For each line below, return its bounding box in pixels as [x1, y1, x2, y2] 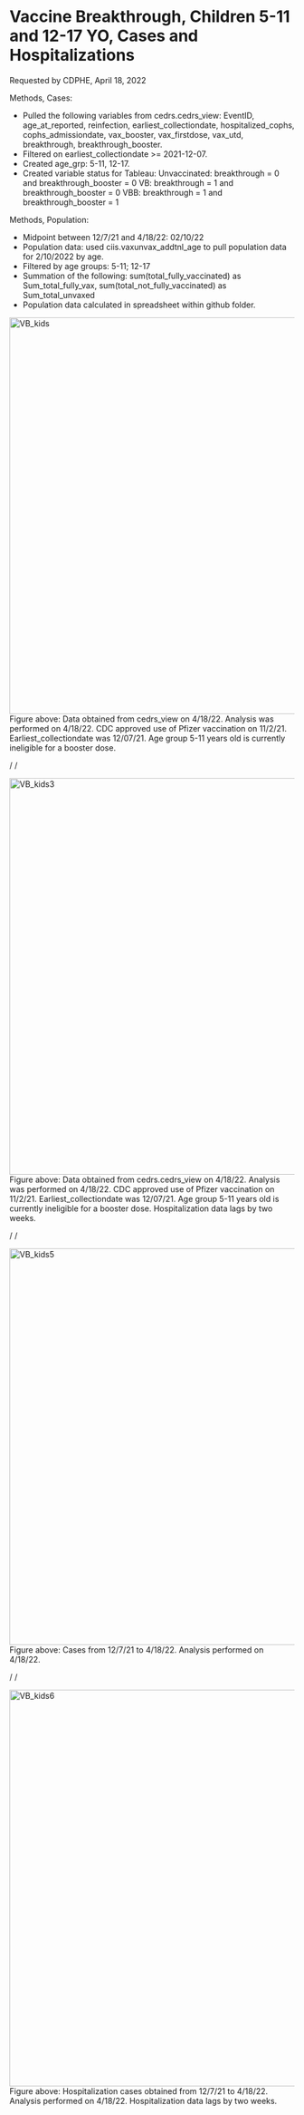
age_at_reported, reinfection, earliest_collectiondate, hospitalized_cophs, [22, 120, 295, 131]
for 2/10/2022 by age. [22, 251, 104, 262]
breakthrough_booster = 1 [22, 197, 119, 208]
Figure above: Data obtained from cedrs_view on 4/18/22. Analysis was [9, 713, 274, 724]
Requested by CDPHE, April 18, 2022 [9, 74, 147, 85]
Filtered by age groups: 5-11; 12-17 [22, 260, 151, 271]
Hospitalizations [9, 45, 136, 65]
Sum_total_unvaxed [22, 289, 95, 300]
